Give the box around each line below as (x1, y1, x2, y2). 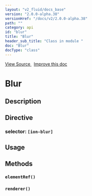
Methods (5, 160, 33, 168)
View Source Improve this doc (5, 61, 68, 67)
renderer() (5, 186, 31, 192)
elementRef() (5, 174, 36, 180)
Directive (5, 114, 33, 122)
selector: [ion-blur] (5, 128, 53, 135)
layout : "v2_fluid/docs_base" (5, 7, 66, 12)
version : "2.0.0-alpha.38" (5, 12, 60, 16)
